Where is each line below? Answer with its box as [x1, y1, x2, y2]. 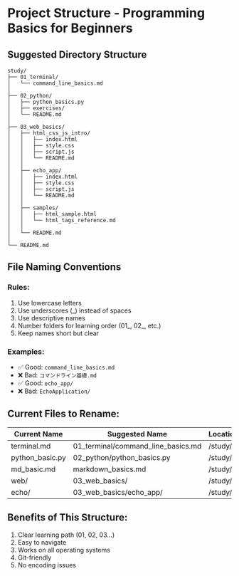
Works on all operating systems [17, 545, 110, 554]
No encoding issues [17, 560, 77, 569]
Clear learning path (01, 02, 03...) [17, 530, 115, 539]
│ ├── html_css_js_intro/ [7, 130, 91, 137]
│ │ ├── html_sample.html [7, 211, 97, 218]
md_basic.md [11, 464, 56, 474]
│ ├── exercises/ [7, 105, 65, 112]
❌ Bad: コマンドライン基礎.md [17, 370, 97, 379]
